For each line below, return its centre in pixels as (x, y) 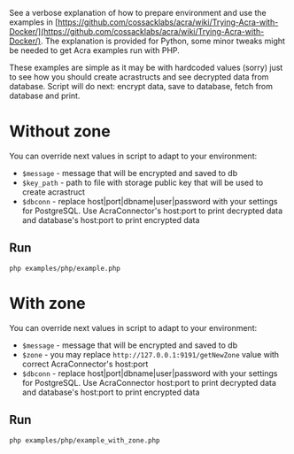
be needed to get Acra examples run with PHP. (94, 50)
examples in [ (34, 22)
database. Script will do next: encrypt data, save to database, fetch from (141, 86)
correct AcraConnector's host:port (85, 364)
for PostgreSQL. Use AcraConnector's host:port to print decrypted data (152, 211)
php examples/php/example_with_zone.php (85, 440)
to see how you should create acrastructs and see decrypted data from (139, 77)
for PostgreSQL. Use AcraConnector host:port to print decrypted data (149, 382)
